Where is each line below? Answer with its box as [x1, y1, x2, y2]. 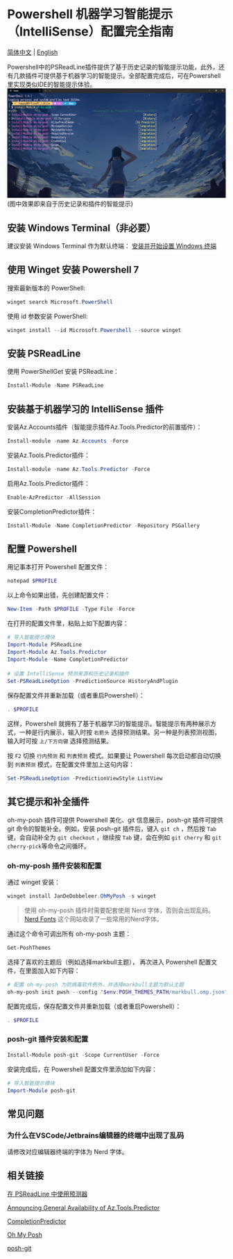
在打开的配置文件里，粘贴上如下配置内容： [7, 619, 129, 627]
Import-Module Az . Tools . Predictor [7, 648, 107, 655]
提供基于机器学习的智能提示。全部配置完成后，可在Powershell [43, 71, 221, 80]
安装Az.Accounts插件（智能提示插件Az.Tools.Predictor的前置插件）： [7, 423, 202, 431]
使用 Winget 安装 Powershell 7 [7, 264, 139, 276]
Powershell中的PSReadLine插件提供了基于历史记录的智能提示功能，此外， [7, 63, 219, 71]
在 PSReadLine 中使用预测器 [7, 1190, 88, 1198]
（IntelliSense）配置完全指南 [7, 24, 174, 40]
